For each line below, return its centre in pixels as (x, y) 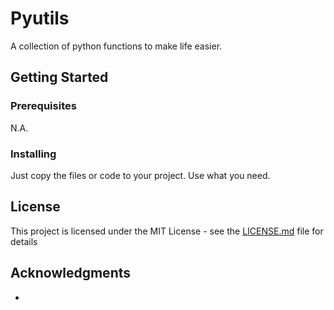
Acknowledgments (71, 273)
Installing (33, 154)
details (24, 241)
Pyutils (40, 18)
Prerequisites (43, 106)
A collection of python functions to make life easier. (116, 46)
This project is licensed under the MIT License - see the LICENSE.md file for (167, 231)
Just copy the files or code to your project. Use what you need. (140, 175)
